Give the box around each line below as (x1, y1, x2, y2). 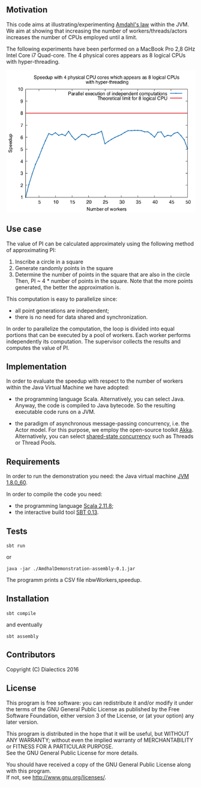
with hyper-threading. (6, 58, 60, 65)
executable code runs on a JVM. (14, 409, 95, 416)
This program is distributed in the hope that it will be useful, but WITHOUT (6, 730, 190, 737)
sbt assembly (6, 633, 39, 640)
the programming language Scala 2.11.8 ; (14, 502, 114, 510)
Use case (6, 224, 42, 234)
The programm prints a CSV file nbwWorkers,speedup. (6, 576, 142, 584)
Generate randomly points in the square (14, 264, 113, 271)
